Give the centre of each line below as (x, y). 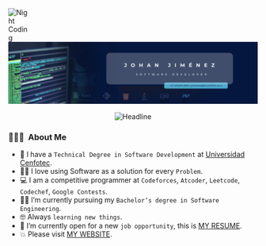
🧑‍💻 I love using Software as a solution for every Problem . (111, 171)
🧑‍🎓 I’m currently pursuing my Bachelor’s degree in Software (119, 200)
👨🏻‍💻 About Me (38, 136)
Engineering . (40, 209)
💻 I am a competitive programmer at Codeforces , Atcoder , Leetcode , (129, 180)
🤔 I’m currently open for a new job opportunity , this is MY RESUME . (131, 226)
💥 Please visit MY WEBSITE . (66, 234)
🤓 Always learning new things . (71, 217)
